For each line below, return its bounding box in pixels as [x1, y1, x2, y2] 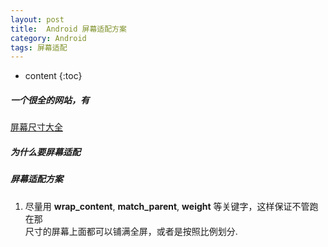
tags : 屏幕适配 [10, 42, 68, 53]
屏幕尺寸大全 [10, 121, 63, 133]
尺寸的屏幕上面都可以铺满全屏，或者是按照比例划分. [24, 225, 238, 237]
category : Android [10, 33, 87, 43]
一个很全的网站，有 [10, 94, 90, 106]
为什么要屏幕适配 [10, 146, 81, 158]
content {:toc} [24, 70, 83, 82]
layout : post [10, 14, 65, 25]
